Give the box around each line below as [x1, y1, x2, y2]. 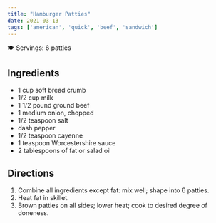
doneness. [17, 209, 49, 217]
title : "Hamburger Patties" [7, 10, 91, 18]
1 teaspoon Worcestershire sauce [17, 139, 116, 147]
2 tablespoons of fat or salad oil [17, 147, 111, 155]
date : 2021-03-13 [7, 17, 59, 24]
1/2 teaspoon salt [17, 116, 69, 125]
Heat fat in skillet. [17, 194, 69, 202]
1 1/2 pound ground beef [17, 101, 90, 110]
